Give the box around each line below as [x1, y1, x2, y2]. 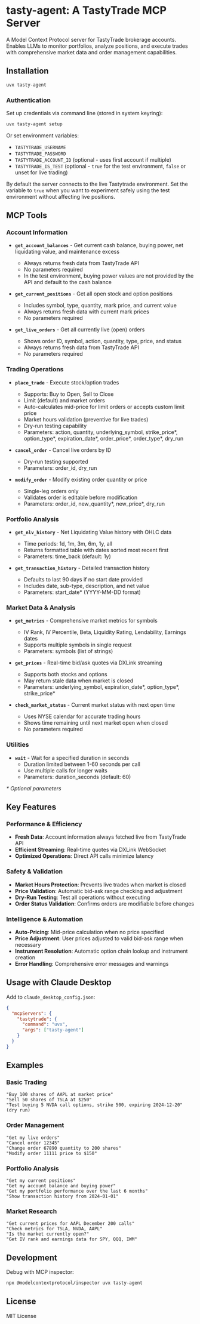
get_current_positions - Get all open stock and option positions [14, 290, 173, 297]
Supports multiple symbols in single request [23, 641, 132, 648]
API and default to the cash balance [23, 279, 112, 286]
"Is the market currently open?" [6, 1231, 90, 1237]
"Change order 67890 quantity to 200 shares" [6, 1145, 121, 1151]
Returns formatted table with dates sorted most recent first [23, 547, 169, 554]
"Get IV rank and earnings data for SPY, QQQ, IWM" [6, 1236, 137, 1242]
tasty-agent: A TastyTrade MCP [6, 4, 167, 17]
